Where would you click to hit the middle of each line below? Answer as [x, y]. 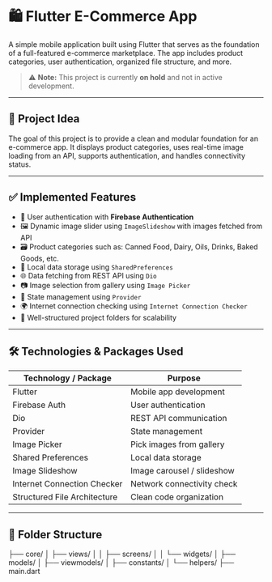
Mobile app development [178, 392]
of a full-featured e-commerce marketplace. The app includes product [126, 53]
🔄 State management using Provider [81, 296]
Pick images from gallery [178, 444]
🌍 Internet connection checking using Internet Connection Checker [134, 306]
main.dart [24, 571]
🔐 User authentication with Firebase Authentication [107, 217]
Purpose [184, 378]
